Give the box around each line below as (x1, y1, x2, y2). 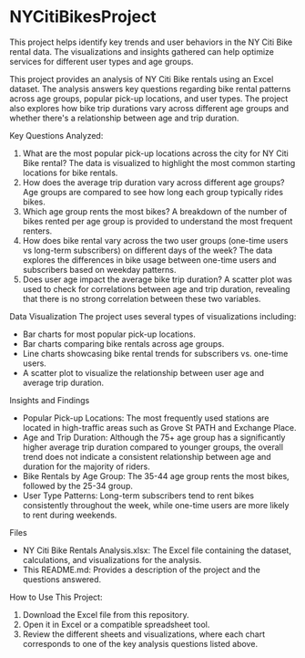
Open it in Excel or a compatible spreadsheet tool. (22, 619, 210, 630)
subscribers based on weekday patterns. (22, 264, 177, 275)
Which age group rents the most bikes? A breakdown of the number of (22, 205, 288, 216)
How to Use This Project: (9, 591, 103, 602)
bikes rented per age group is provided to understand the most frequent (22, 215, 293, 226)
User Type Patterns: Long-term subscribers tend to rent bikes (22, 490, 255, 501)
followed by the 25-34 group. (22, 480, 134, 491)
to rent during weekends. (22, 509, 117, 520)
